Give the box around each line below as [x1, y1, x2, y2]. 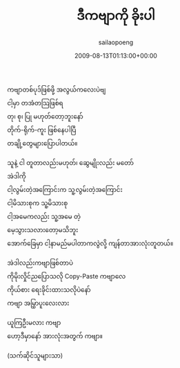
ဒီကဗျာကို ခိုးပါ [77, 8, 155, 24]
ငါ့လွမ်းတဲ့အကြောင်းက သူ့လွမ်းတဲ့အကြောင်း [7, 185, 123, 193]
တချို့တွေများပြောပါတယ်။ [7, 139, 78, 147]
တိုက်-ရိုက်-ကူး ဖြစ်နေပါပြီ [7, 125, 77, 134]
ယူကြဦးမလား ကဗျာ [7, 318, 61, 326]
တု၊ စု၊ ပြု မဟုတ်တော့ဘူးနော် [7, 112, 84, 121]
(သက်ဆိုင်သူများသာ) [7, 351, 63, 360]
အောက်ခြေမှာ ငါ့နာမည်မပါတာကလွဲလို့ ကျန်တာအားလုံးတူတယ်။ [7, 239, 174, 247]
